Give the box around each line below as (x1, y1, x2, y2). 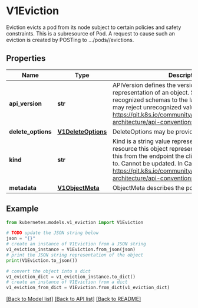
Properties (6, 53, 46, 63)
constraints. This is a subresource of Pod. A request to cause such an (6, 30, 176, 37)
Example (6, 204, 39, 214)
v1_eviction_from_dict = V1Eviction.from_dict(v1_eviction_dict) (6, 285, 170, 291)
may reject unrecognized (113, 103, 181, 111)
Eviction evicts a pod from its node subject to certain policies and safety (6, 24, 181, 31)
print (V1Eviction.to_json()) (6, 257, 78, 264)
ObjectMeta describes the (113, 183, 184, 192)
